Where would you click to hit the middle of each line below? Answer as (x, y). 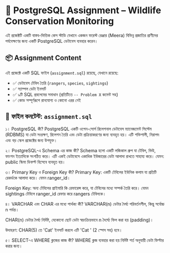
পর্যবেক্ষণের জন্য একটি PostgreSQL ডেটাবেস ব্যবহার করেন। (52, 41)
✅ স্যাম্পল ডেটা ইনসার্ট (29, 89)
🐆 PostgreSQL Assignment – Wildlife (83, 10)
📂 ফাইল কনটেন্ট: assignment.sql (49, 117)
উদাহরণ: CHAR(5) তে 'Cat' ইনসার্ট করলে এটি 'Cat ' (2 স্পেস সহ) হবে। (64, 230)
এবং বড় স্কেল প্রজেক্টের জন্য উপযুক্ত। (31, 140)
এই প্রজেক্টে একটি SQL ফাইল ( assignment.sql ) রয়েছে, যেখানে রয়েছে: (62, 73)
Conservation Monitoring (60, 21)
